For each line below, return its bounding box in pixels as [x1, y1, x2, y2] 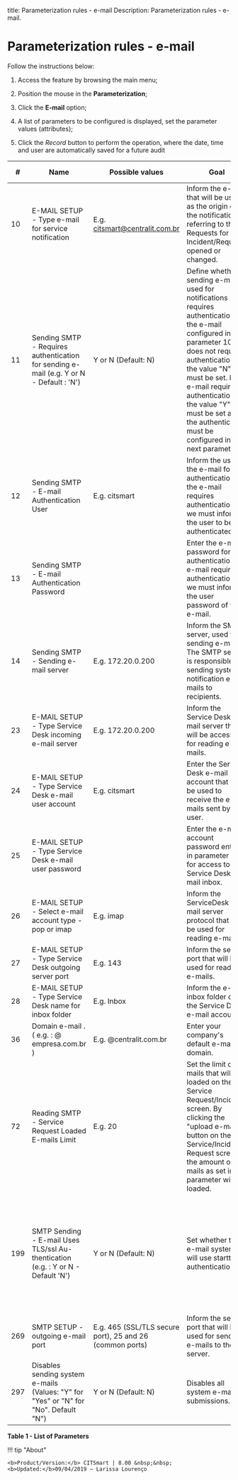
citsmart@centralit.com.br [93, 223, 180, 233]
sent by [205, 803, 231, 813]
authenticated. [186, 526, 235, 536]
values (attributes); [17, 124, 73, 133]
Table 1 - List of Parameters [7, 1432, 90, 1440]
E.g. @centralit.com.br [93, 1034, 168, 1044]
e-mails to [186, 1339, 222, 1349]
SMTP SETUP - [31, 1322, 84, 1332]
